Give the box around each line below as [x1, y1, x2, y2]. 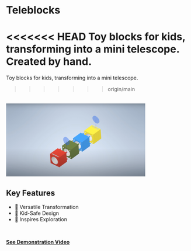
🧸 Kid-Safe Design [14, 210, 60, 217]
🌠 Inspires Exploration [14, 215, 68, 222]
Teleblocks [6, 4, 61, 17]
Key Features [6, 188, 55, 198]
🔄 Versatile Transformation [14, 203, 79, 210]
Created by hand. [6, 55, 92, 68]
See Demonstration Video [6, 238, 70, 245]
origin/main [107, 86, 136, 93]
